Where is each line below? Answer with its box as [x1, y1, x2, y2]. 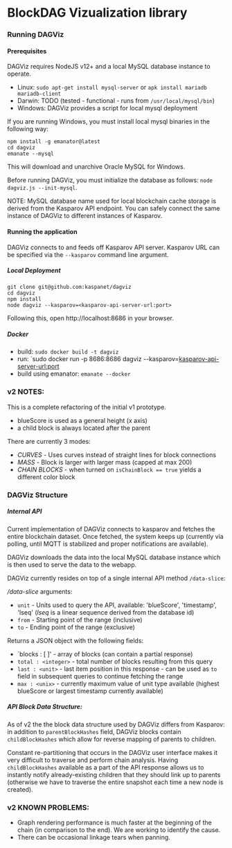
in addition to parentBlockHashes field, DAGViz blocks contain [7, 727, 181, 735]
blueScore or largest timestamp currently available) [17, 686, 164, 695]
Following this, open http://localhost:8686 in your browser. [7, 314, 175, 322]
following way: [7, 125, 48, 133]
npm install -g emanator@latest [7, 138, 100, 145]
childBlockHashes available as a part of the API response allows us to [7, 763, 204, 772]
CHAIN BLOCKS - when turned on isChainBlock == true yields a [17, 465, 202, 474]
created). [7, 785, 33, 793]
